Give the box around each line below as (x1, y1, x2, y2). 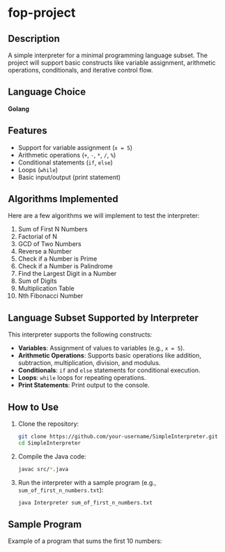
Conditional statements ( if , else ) (17, 158, 114, 167)
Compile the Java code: (17, 452, 86, 461)
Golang (8, 105, 30, 113)
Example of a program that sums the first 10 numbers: (8, 537, 162, 545)
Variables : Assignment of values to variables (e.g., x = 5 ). (17, 344, 185, 353)
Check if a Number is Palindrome (17, 262, 114, 270)
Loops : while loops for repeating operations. (17, 374, 146, 382)
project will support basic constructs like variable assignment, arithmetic (8, 59, 216, 67)
